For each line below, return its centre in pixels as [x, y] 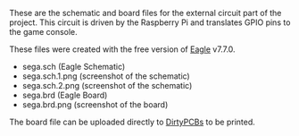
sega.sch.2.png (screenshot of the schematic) [107, 85]
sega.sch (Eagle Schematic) [74, 67]
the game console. [43, 32]
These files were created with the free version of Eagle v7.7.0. [122, 49]
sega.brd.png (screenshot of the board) [95, 105]
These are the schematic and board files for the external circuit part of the [145, 13]
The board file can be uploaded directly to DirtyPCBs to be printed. [133, 122]
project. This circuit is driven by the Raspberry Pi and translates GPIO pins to [150, 22]
